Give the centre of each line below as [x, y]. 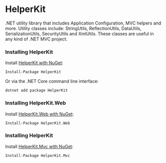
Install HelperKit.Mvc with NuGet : [39, 146]
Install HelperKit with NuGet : [34, 63]
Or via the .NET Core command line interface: [52, 81]
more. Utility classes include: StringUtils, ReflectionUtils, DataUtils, [73, 28]
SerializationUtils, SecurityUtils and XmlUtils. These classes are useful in [80, 33]
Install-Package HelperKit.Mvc [38, 155]
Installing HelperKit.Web [36, 103]
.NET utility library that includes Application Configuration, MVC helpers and [83, 23]
